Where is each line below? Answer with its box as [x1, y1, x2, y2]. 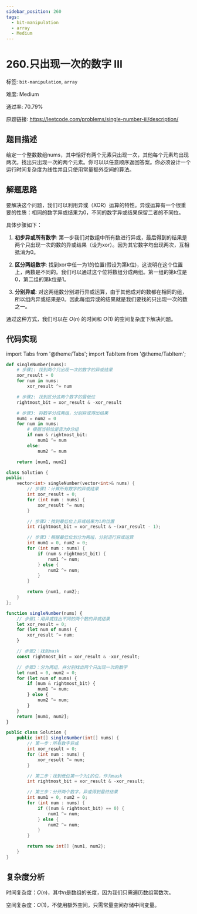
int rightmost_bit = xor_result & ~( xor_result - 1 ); [27, 524, 161, 530]
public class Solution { [6, 729, 67, 735]
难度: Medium [6, 91, 39, 98]
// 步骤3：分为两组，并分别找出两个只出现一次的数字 [16, 664, 128, 670]
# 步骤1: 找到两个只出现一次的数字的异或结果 [16, 367, 113, 373]
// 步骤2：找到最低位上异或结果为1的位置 [27, 518, 115, 524]
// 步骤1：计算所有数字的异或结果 [27, 486, 99, 492]
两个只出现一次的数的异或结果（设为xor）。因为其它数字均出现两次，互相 [14, 241, 189, 248]
